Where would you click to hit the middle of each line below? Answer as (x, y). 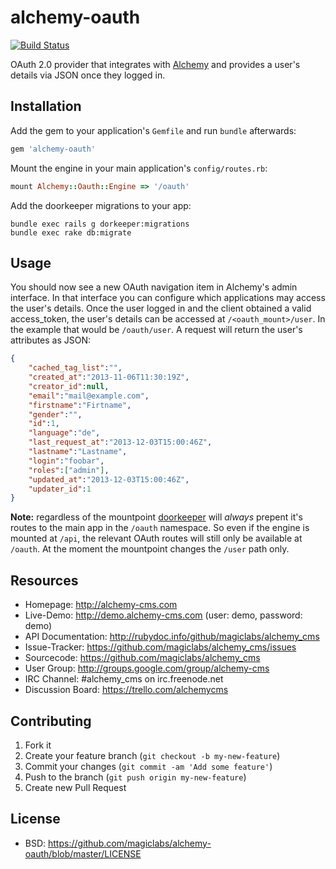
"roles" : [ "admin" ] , (69, 470)
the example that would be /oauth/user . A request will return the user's (156, 330)
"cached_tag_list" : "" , (75, 368)
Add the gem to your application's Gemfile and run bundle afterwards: (153, 130)
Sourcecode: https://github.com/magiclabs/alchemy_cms (142, 658)
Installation (46, 106)
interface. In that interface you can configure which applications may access (168, 298)
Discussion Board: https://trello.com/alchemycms (126, 690)
